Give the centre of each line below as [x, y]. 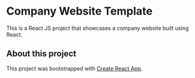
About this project [41, 54]
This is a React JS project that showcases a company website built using [97, 28]
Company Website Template [80, 11]
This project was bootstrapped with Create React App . [75, 68]
